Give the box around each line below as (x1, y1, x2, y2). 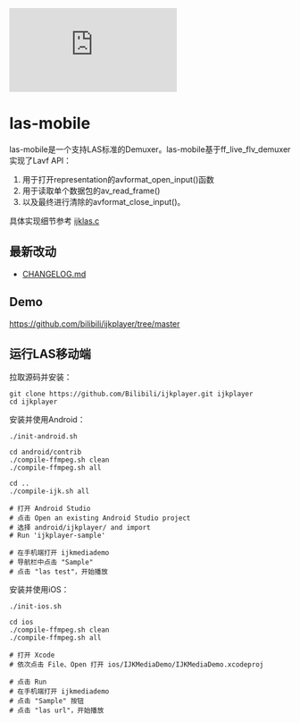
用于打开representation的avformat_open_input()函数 (21, 174, 214, 184)
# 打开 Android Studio (9, 505, 91, 514)
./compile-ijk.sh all (9, 487, 90, 496)
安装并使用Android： (9, 414, 86, 425)
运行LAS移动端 (9, 346, 91, 361)
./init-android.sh (9, 432, 78, 441)
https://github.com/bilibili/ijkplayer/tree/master (9, 318, 180, 329)
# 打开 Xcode (9, 651, 55, 660)
